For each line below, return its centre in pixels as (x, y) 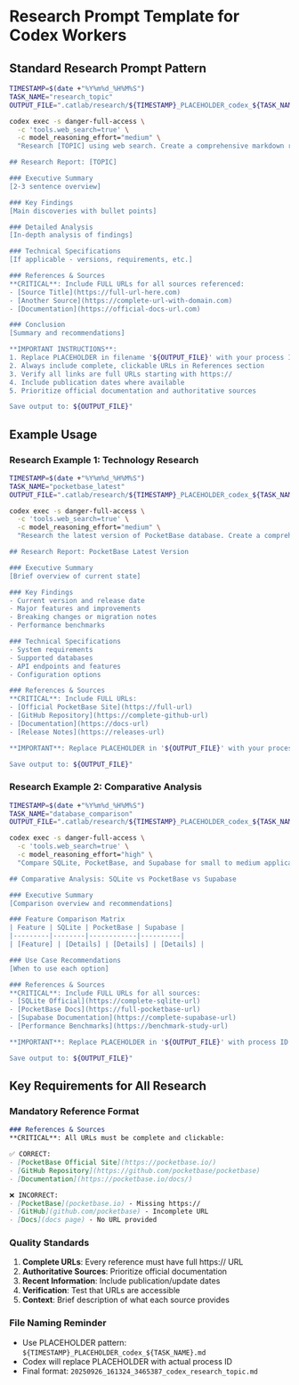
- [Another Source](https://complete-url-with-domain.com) (121, 300)
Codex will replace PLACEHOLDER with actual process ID (127, 1361)
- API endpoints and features (65, 666)
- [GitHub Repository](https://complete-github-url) (109, 716)
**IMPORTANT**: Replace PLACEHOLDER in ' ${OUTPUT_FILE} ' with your (137, 748)
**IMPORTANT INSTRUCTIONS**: (63, 349)
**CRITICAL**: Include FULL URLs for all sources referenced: (127, 284)
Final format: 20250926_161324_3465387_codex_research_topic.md (140, 1371)
